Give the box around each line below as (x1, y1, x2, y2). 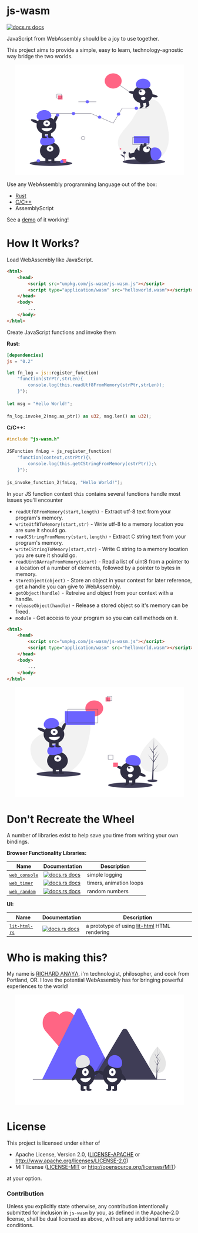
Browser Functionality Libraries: (6, 850, 87, 857)
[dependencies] (6, 352, 44, 358)
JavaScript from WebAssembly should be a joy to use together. (6, 35, 159, 42)
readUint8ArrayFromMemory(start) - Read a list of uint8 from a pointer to (15, 558, 190, 565)
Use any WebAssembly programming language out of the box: (6, 181, 157, 188)
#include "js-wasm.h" (6, 436, 60, 442)
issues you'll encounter (6, 496, 63, 503)
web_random (9, 889, 36, 894)
